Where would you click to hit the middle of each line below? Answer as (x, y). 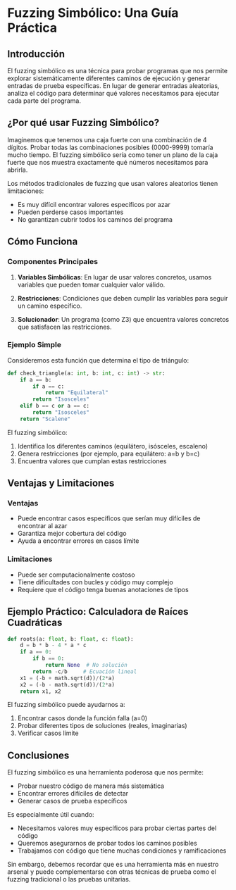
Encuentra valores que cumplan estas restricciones (92, 461)
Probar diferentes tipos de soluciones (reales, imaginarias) (103, 726)
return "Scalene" (45, 419)
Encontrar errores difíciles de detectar (73, 794)
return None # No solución (86, 665)
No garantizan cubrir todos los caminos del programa (95, 219)
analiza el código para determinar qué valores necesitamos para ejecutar (113, 93)
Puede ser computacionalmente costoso (76, 575)
